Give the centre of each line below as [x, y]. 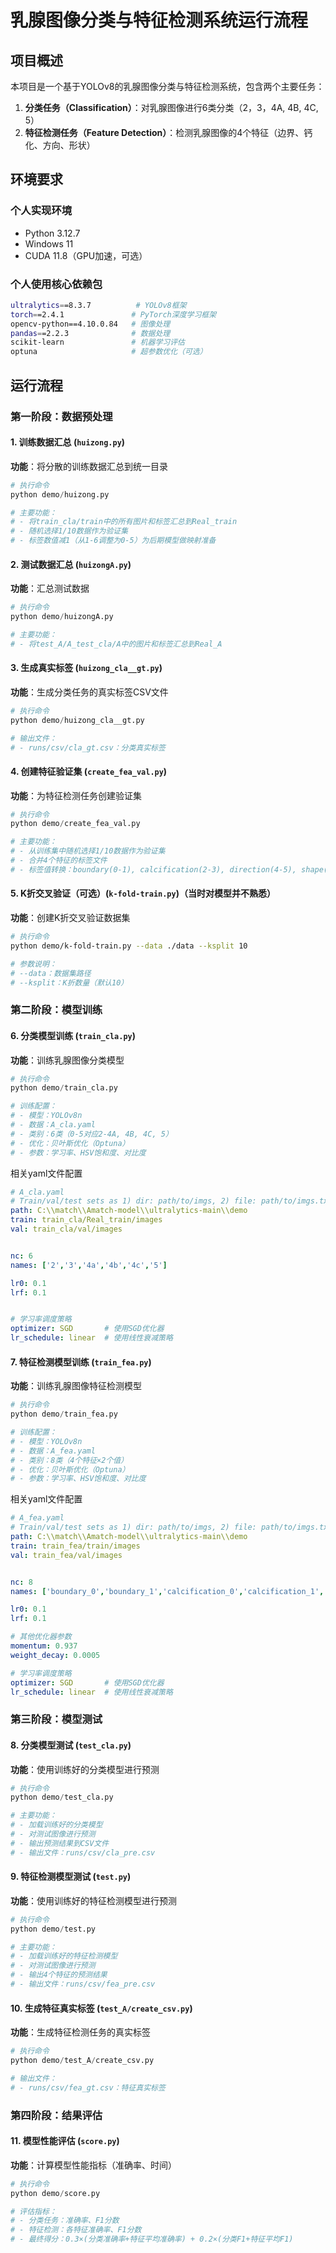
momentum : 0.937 [44, 1646]
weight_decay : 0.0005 [55, 1655]
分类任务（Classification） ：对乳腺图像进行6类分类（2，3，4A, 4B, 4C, [171, 107]
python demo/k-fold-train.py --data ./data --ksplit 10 [129, 946]
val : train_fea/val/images [66, 1555]
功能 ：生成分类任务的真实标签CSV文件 [89, 692]
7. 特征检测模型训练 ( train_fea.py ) [81, 1362]
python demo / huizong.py [60, 494]
